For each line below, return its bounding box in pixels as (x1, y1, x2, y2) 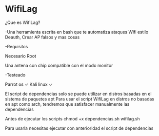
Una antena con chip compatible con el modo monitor (5, 62, 113, 68)
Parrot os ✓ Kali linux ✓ (5, 81, 53, 87)
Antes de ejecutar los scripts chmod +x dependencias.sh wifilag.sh (5, 116, 140, 121)
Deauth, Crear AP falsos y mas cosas (5, 34, 80, 40)
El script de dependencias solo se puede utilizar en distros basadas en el (5, 91, 152, 97)
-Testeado (5, 72, 26, 78)
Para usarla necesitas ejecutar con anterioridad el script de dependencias (5, 125, 154, 131)
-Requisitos (5, 43, 28, 49)
